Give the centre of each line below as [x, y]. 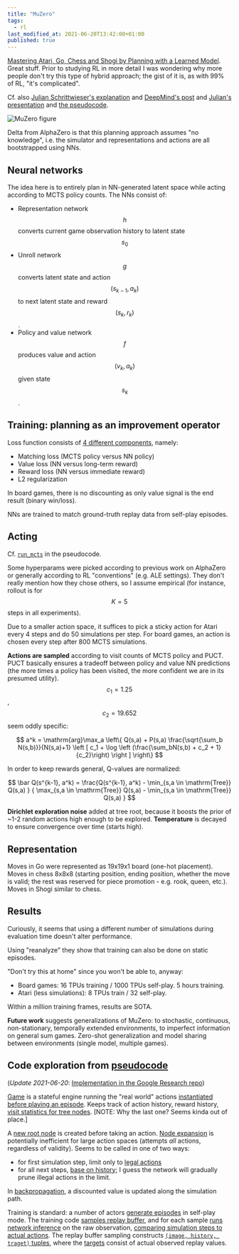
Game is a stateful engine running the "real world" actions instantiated [110, 1096]
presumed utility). [33, 678]
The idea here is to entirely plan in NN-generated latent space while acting [117, 187]
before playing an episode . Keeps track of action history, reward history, [113, 1104]
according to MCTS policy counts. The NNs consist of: [87, 195]
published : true [31, 41]
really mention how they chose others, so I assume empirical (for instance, [117, 582]
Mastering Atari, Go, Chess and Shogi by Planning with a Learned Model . [114, 61]
